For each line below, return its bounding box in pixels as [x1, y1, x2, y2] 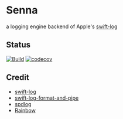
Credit [6, 73, 29, 83]
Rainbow [14, 107, 36, 114]
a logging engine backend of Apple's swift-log [6, 23, 118, 30]
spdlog [14, 100, 32, 107]
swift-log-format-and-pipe [14, 94, 79, 101]
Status [6, 40, 31, 50]
